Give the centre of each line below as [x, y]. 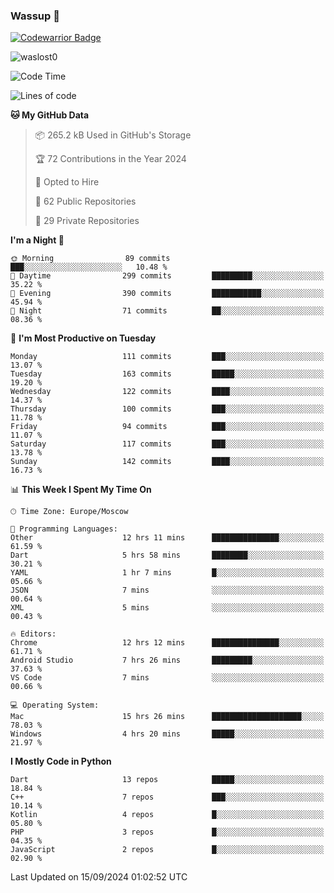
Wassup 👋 [35, 16]
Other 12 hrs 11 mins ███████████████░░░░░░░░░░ [167, 538]
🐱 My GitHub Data [50, 115]
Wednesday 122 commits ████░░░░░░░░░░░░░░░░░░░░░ [167, 392]
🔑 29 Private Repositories [87, 221]
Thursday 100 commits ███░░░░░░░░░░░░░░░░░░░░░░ [167, 409]
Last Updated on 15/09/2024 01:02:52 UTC [99, 877]
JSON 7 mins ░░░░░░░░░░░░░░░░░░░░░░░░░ [167, 590]
